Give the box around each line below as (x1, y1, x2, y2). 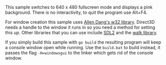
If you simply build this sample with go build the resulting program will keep (5, 39, 162, 45)
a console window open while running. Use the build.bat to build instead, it (5, 45, 161, 50)
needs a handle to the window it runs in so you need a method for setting (5, 24, 156, 30)
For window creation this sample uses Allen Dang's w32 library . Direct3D (5, 19, 155, 25)
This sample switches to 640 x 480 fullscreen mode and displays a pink (5, 4, 153, 10)
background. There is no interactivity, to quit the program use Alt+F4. (5, 9, 148, 15)
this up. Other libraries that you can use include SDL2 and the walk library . (5, 30, 158, 35)
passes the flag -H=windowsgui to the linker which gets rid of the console (5, 50, 154, 56)
